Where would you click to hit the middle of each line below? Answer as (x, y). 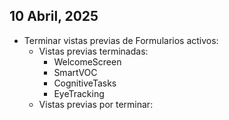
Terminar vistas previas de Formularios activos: (121, 40)
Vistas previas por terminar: (96, 104)
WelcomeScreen (87, 61)
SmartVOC (75, 72)
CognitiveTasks (85, 83)
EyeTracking (79, 93)
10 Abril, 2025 (54, 16)
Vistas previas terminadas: (93, 51)
